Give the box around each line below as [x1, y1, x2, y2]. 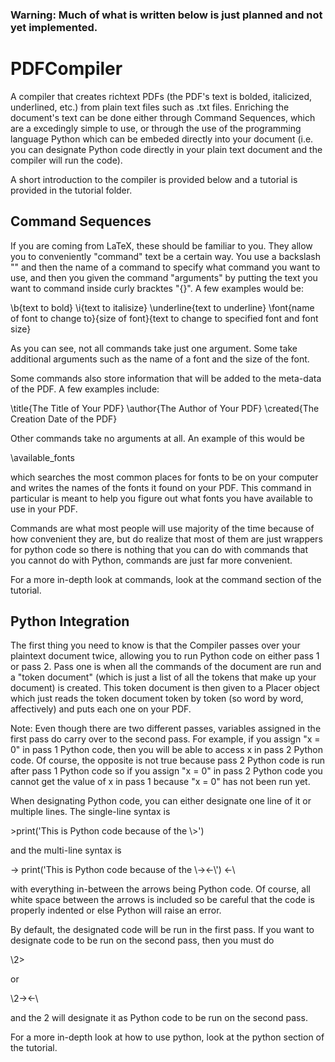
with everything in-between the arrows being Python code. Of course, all [10, 883, 311, 895]
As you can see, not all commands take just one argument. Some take [10, 342, 298, 354]
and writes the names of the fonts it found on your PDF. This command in [10, 481, 312, 493]
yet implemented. [10, 20, 98, 34]
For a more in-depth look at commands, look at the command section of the [10, 573, 322, 585]
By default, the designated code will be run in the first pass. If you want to [10, 924, 315, 936]
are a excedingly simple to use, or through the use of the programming [10, 122, 302, 134]
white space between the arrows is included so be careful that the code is [10, 894, 315, 906]
